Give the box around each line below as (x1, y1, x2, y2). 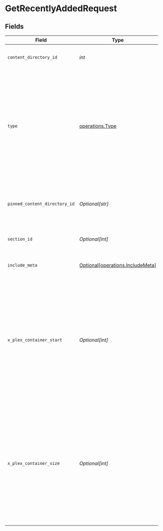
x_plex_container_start (7, 337, 63, 343)
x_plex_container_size (7, 460, 60, 466)
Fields (5, 22, 24, 31)
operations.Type (79, 123, 117, 129)
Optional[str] (79, 200, 109, 207)
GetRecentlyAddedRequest (5, 3, 117, 14)
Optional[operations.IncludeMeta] (79, 262, 157, 268)
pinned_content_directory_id (7, 201, 75, 207)
